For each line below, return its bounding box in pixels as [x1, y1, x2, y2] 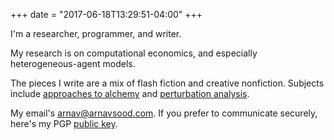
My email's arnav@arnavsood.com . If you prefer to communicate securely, [10, 107, 318, 119]
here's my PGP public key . [10, 118, 118, 129]
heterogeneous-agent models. [10, 58, 136, 69]
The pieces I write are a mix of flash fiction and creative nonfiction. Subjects [10, 77, 325, 89]
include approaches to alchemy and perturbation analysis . [10, 88, 250, 99]
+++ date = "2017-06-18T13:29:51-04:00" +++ [10, 9, 203, 20]
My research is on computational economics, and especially [10, 47, 258, 59]
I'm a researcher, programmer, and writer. [10, 28, 182, 39]
